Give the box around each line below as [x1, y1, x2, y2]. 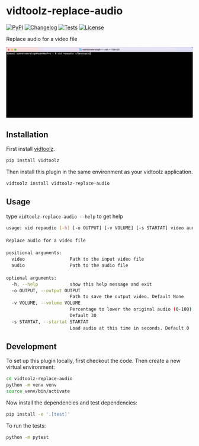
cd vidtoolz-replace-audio [6, 376, 73, 382]
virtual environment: [6, 363, 55, 371]
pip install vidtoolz [6, 157, 60, 164]
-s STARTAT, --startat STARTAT [11, 319, 89, 325]
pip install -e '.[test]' [6, 412, 70, 417]
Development [6, 341, 57, 352]
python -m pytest [6, 434, 49, 440]
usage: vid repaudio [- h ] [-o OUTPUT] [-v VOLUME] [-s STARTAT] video [6, 224, 184, 231]
